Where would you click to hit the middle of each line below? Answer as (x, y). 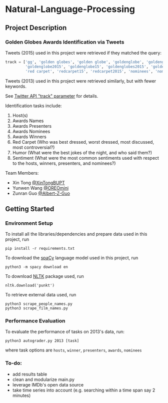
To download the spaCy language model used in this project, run (72, 258)
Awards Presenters (32, 126)
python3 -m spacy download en (37, 267)
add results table (30, 374)
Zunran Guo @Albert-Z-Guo (41, 193)
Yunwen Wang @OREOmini (40, 188)
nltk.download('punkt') (30, 286)
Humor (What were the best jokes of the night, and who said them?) (82, 152)
